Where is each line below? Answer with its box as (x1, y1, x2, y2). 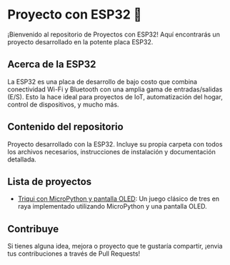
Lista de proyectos (7, 175, 92, 188)
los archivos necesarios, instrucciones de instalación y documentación (7, 147, 216, 156)
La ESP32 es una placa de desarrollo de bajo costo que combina (7, 77, 198, 86)
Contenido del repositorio (7, 121, 124, 133)
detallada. (7, 155, 37, 164)
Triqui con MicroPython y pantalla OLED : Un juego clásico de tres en (17, 194, 220, 203)
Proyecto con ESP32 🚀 (7, 6, 142, 23)
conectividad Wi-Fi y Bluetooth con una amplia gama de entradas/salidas (7, 85, 223, 94)
